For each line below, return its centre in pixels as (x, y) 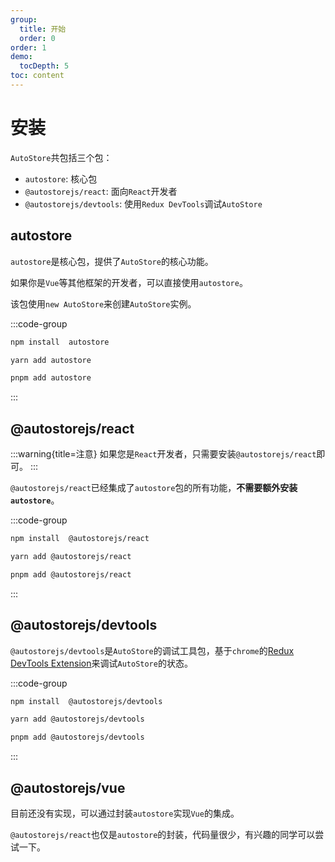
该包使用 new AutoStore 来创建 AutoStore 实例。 (103, 303)
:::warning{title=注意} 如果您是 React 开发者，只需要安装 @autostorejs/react (163, 454)
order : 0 (37, 38)
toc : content (37, 76)
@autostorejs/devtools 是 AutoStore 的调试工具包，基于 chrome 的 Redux (152, 650)
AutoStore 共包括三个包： (61, 157)
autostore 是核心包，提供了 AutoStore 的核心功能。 (112, 261)
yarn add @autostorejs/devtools (77, 719)
